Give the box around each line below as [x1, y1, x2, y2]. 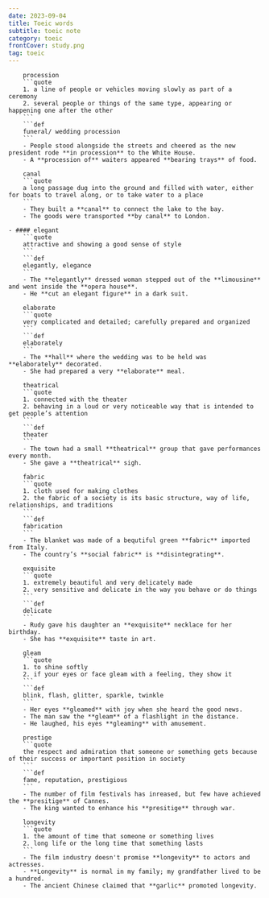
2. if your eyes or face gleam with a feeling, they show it [23, 670, 232, 678]
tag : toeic [8, 49, 45, 57]
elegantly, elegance [23, 262, 92, 270]
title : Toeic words [8, 19, 74, 27]
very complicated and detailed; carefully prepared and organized [23, 318, 250, 326]
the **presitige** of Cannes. [8, 797, 110, 805]
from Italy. [8, 544, 48, 552]
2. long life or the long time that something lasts [23, 839, 204, 847]
